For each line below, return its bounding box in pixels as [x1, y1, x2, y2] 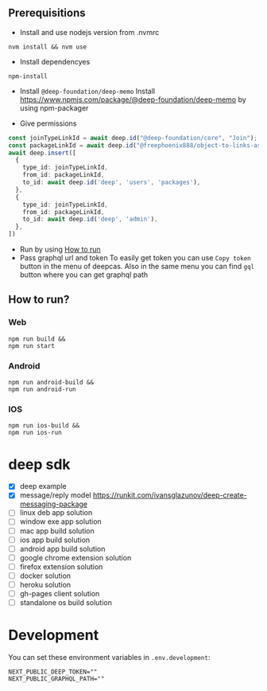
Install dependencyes [19, 57, 91, 66]
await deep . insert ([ [8, 149, 77, 157]
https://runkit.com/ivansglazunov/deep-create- [92, 490, 248, 500]
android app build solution [19, 544, 106, 553]
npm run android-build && [8, 378, 94, 387]
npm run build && [8, 334, 66, 343]
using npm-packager [19, 103, 89, 112]
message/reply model [19, 490, 91, 500]
